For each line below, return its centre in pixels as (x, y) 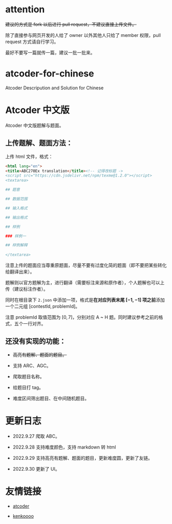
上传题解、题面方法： (39, 143)
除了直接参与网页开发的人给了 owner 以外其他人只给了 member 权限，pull (83, 35)
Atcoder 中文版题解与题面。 (35, 125)
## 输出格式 (17, 217)
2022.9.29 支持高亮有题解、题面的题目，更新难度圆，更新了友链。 (82, 458)
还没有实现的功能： (36, 342)
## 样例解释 (17, 245)
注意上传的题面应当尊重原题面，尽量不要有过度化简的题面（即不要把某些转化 (86, 265)
